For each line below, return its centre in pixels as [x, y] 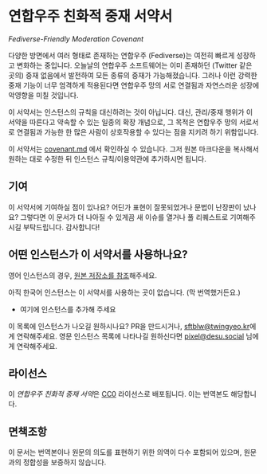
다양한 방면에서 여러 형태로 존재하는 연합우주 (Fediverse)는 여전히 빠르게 [122, 55]
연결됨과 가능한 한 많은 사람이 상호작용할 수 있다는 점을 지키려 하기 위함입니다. [137, 131]
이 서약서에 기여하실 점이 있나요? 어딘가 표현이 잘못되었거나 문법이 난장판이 [125, 207]
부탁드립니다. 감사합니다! [61, 227]
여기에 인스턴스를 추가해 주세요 [68, 309]
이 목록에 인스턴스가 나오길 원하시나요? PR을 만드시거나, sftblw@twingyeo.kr [129, 326]
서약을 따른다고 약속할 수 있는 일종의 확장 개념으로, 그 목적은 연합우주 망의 [123, 122]
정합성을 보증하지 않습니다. [65, 462]
